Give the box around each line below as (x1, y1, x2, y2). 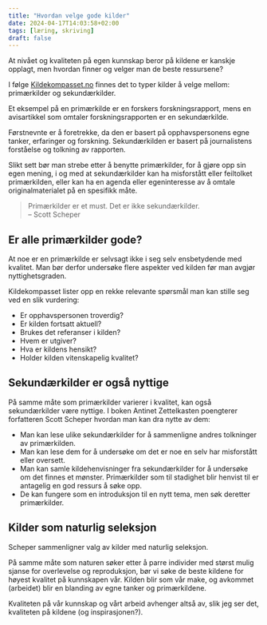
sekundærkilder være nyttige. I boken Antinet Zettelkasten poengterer (8, 405, 238, 416)
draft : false (8, 34, 52, 42)
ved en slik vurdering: (8, 295, 80, 305)
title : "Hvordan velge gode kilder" (8, 11, 130, 20)
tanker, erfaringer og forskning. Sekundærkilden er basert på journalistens (8, 137, 253, 146)
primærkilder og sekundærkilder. (8, 89, 116, 98)
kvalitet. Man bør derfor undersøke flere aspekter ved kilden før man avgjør (8, 263, 256, 273)
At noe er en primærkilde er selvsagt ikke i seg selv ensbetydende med (8, 254, 242, 264)
